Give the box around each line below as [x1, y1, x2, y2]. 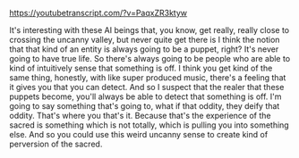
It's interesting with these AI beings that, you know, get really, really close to [9, 25, 289, 35]
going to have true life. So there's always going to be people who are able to [9, 54, 291, 63]
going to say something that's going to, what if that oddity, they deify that [9, 101, 280, 111]
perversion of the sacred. [9, 138, 103, 149]
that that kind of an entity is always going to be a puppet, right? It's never [9, 44, 279, 54]
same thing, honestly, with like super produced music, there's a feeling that [9, 72, 286, 83]
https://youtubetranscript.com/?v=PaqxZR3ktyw [9, 8, 188, 18]
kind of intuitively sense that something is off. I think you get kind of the [9, 62, 273, 73]
